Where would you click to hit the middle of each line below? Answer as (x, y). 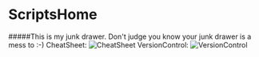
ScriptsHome (53, 15)
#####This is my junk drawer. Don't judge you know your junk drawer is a (130, 36)
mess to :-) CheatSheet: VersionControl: (99, 44)
